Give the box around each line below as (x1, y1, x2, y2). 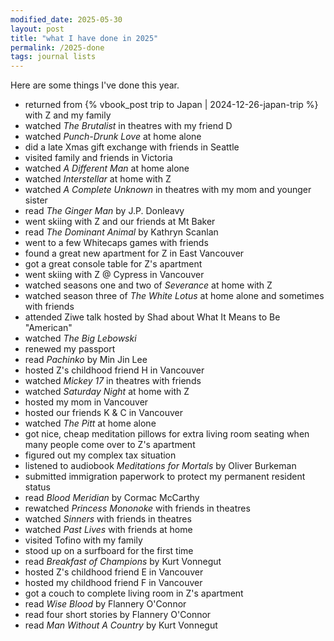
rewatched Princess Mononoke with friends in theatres (24, 502, 251, 515)
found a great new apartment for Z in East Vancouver (24, 247, 245, 260)
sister (24, 194, 48, 206)
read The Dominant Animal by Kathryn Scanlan (24, 226, 219, 238)
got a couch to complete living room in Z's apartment (24, 587, 244, 600)
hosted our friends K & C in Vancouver (24, 407, 184, 419)
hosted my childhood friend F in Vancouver (24, 577, 203, 589)
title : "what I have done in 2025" (10, 33, 159, 43)
